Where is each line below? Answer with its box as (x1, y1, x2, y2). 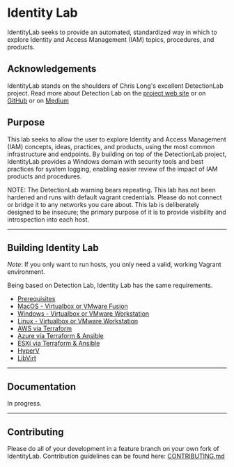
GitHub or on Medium (7, 96, 70, 105)
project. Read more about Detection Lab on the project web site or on (7, 89, 206, 97)
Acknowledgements (7, 63, 97, 75)
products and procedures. (7, 172, 82, 181)
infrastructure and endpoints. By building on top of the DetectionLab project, (7, 150, 227, 158)
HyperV (17, 346, 40, 355)
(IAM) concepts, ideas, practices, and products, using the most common (7, 142, 215, 151)
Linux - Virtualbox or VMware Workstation (17, 317, 139, 326)
